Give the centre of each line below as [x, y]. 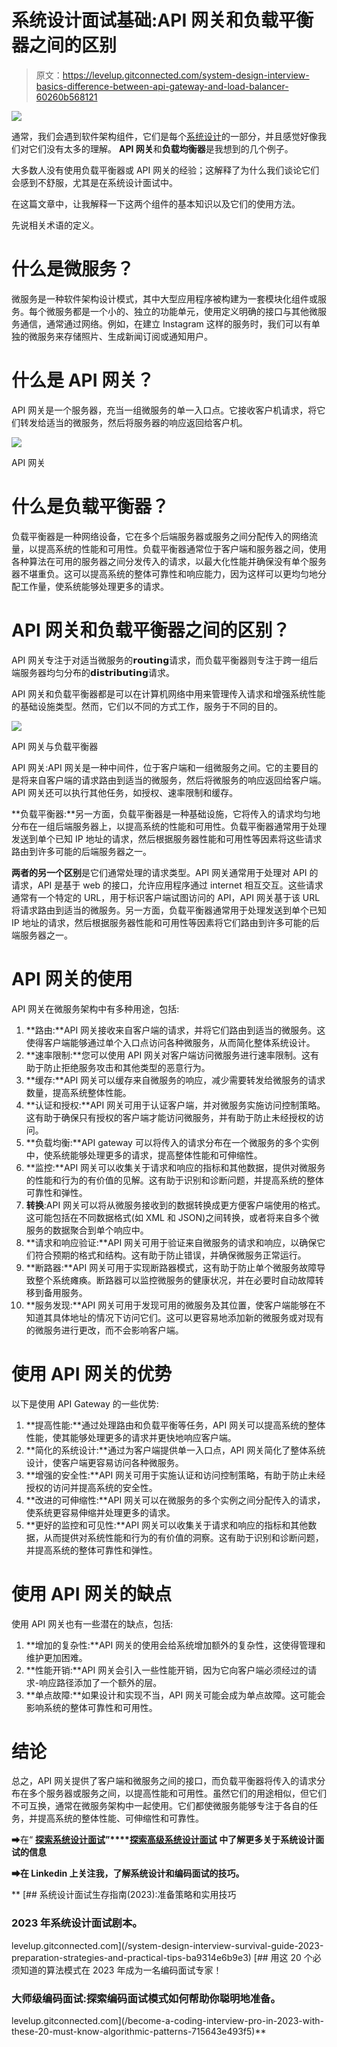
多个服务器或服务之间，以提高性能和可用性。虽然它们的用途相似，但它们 [177, 1793]
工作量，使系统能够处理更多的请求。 [94, 586]
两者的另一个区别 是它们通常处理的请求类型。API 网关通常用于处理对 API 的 [165, 872]
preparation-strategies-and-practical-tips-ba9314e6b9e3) [131, 1957]
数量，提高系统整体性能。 [78, 1092]
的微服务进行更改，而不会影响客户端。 [104, 1330]
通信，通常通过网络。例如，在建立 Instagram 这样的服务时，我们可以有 [165, 323]
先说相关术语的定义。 [55, 225]
